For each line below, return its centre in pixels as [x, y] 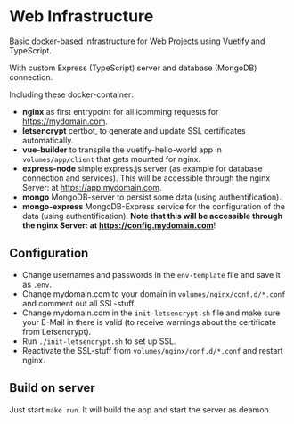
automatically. [48, 140]
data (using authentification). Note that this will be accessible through [152, 216]
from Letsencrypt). [57, 331]
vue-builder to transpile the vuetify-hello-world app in [122, 150]
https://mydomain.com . [65, 121]
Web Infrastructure [82, 16]
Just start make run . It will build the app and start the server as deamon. [140, 409]
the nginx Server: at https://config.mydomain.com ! [119, 225]
